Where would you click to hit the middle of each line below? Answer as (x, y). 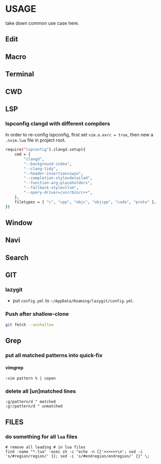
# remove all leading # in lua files (45, 447)
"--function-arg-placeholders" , (58, 183)
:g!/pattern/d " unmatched (34, 406)
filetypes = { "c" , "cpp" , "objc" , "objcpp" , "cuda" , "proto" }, (86, 202)
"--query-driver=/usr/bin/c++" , (58, 193)
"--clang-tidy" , (41, 169)
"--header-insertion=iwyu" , (53, 173)
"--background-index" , (48, 164)
